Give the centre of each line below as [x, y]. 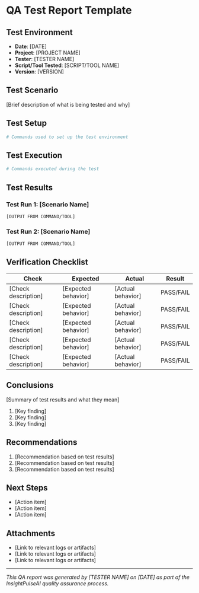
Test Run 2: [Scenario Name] [48, 231]
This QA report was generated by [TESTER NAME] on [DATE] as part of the [98, 577]
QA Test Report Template [69, 10]
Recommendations [42, 442]
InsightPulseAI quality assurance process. [57, 584]
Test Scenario [32, 90]
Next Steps [27, 488]
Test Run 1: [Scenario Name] [48, 204]
